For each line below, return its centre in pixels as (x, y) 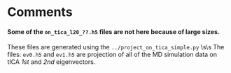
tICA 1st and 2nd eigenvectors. (51, 62)
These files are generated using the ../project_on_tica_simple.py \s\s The (116, 47)
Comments (40, 12)
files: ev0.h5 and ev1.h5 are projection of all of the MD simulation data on (112, 55)
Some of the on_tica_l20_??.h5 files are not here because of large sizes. (114, 31)
